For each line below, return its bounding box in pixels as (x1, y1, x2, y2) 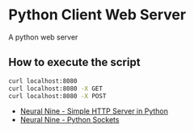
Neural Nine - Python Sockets (19, 115, 120, 125)
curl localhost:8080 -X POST (8, 92, 107, 100)
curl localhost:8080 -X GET (8, 85, 103, 93)
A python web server (8, 32, 78, 42)
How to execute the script (8, 56, 141, 69)
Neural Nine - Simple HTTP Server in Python (19, 106, 168, 116)
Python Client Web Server (8, 6, 187, 24)
